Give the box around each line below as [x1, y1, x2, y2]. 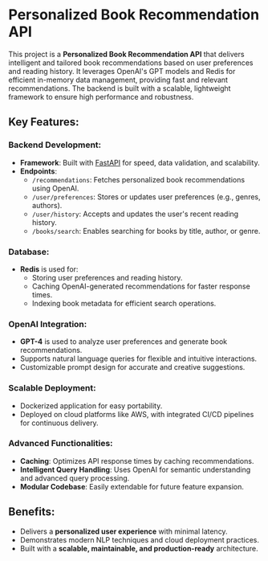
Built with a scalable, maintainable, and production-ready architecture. [19, 543, 258, 553]
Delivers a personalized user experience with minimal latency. [19, 526, 228, 536]
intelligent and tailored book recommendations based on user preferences [8, 58, 254, 68]
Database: [8, 246, 50, 257]
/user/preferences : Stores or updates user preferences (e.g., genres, [31, 191, 261, 202]
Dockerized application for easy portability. [19, 400, 163, 411]
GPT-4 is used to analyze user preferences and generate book [19, 337, 227, 346]
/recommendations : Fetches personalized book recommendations [31, 174, 246, 184]
